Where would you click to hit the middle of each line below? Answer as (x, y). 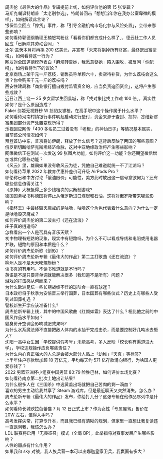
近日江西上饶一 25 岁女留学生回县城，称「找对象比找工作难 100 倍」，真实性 (81, 98)
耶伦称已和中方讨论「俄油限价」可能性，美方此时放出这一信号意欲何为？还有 (81, 177)
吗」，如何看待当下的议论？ (32, 68)
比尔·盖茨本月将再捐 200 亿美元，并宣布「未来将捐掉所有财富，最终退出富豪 (81, 50)
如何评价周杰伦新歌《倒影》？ (35, 250)
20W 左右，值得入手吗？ (30, 415)
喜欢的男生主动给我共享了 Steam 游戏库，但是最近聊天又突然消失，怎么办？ (81, 390)
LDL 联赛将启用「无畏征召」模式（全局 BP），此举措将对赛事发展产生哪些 (78, 433)
